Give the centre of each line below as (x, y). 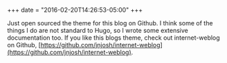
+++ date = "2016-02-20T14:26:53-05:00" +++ (75, 10)
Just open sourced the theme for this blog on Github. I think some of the (110, 23)
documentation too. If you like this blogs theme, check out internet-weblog (113, 38)
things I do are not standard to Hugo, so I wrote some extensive (98, 30)
